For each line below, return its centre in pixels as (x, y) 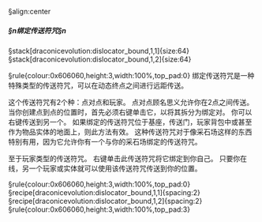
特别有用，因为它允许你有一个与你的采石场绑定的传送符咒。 (105, 141)
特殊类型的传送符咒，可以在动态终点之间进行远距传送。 (98, 85)
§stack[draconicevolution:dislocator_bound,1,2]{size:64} (100, 59)
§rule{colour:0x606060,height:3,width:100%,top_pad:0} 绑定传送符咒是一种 (131, 75)
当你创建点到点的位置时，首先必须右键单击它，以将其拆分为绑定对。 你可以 (130, 112)
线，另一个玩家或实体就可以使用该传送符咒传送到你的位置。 (105, 168)
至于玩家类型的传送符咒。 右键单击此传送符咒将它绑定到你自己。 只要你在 (127, 158)
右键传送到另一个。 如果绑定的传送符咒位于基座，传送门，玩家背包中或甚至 (130, 122)
